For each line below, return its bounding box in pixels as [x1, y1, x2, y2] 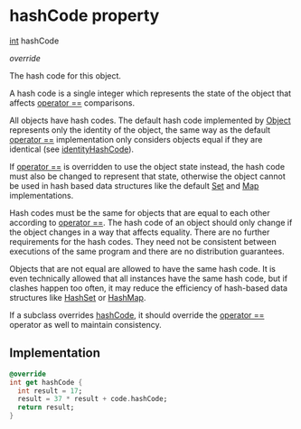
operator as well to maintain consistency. [9, 319, 162, 330]
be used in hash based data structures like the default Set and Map [9, 180, 259, 191]
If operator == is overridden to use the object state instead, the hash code [9, 161, 286, 172]
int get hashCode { [9, 378, 83, 387]
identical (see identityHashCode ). [9, 144, 134, 154]
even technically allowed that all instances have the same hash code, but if [9, 273, 287, 284]
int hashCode [9, 35, 60, 46]
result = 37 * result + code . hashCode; [17, 395, 168, 404]
